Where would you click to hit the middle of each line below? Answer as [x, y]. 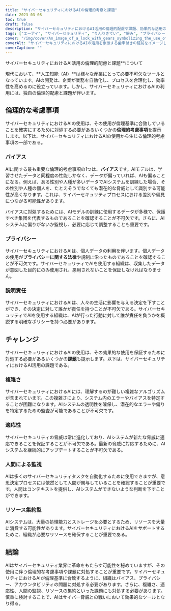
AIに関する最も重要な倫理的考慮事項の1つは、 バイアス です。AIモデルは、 [82, 169]
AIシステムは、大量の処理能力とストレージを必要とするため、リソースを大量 [85, 522]
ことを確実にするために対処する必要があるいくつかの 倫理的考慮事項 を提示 [83, 130]
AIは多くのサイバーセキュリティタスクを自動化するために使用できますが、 [83, 476]
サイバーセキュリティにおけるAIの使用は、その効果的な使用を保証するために [85, 353]
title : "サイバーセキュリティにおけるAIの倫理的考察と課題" [61, 10]
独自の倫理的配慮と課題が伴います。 [61, 93]
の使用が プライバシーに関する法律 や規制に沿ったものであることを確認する [83, 257]
